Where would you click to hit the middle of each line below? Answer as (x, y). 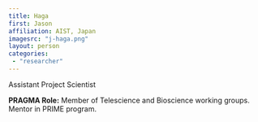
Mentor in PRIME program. (53, 109)
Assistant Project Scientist (52, 84)
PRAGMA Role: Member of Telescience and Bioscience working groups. (129, 100)
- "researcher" (37, 62)
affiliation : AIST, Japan (52, 31)
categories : (28, 54)
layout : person (34, 46)
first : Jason (30, 24)
